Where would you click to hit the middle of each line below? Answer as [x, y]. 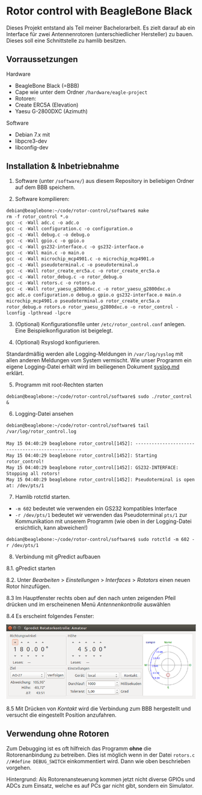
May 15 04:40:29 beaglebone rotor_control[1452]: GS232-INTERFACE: [93, 468]
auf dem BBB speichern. [45, 187]
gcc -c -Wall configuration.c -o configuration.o [70, 229]
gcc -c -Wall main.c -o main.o [45, 253]
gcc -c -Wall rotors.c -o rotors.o [51, 283]
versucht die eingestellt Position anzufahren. [61, 715]
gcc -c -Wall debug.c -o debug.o [48, 235]
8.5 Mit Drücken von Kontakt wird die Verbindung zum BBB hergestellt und [99, 709]
